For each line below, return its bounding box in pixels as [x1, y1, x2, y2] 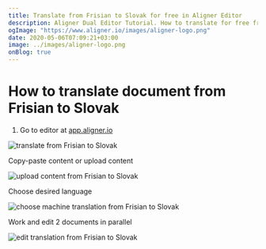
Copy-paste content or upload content [8, 156, 134, 165]
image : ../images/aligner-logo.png [8, 41, 126, 49]
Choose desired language [8, 187, 93, 196]
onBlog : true [8, 48, 51, 56]
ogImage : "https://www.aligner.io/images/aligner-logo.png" [8, 26, 211, 34]
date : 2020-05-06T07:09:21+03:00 [8, 33, 119, 42]
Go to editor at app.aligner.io [19, 125, 113, 134]
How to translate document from [8, 82, 226, 100]
